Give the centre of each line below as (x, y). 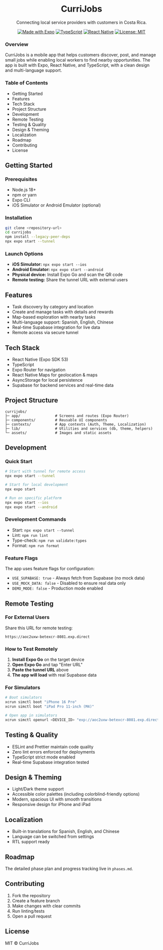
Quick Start (19, 462)
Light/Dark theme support (38, 789)
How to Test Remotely (32, 649)
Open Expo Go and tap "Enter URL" (47, 665)
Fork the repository (31, 895)
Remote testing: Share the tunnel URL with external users (70, 280)
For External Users (27, 617)
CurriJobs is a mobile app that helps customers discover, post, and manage (81, 55)
